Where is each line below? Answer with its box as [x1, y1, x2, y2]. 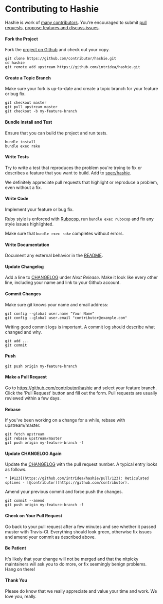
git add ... [5, 339, 29, 343]
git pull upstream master [5, 105, 57, 110]
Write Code [5, 196, 29, 202]
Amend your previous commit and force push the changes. [5, 489, 123, 495]
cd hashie [5, 60, 25, 65]
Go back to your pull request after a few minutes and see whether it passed [5, 524, 156, 529]
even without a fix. [5, 184, 42, 190]
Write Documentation [5, 242, 50, 247]
